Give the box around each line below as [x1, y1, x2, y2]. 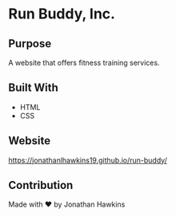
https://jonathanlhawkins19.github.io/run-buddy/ [8, 155, 168, 165]
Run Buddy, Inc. [8, 5, 116, 23]
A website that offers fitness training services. [8, 58, 160, 67]
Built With [8, 81, 58, 94]
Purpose [8, 37, 52, 50]
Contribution [8, 179, 74, 192]
